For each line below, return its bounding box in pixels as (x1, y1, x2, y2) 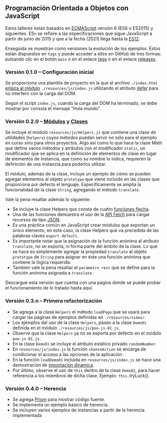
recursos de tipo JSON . (12, 217, 61, 223)
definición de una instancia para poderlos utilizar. (5, 161, 106, 167)
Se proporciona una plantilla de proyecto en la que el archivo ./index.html (5, 80, 158, 86)
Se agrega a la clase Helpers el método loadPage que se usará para (12, 308, 151, 314)
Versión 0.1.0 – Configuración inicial (5, 68, 94, 75)
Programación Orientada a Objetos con (5, 4, 129, 12)
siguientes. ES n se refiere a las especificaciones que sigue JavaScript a (5, 30, 153, 36)
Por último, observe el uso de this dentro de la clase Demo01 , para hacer (12, 367, 161, 373)
